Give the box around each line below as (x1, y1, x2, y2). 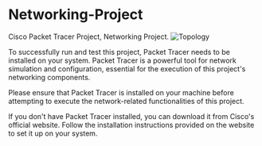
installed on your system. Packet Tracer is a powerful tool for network (8, 56, 237, 65)
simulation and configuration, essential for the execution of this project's (8, 63, 246, 73)
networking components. (8, 72, 91, 82)
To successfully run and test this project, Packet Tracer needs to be (8, 47, 231, 56)
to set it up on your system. (8, 129, 98, 138)
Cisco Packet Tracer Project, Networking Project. (8, 32, 170, 41)
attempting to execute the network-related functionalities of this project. (8, 96, 244, 106)
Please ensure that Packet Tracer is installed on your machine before (8, 87, 235, 97)
